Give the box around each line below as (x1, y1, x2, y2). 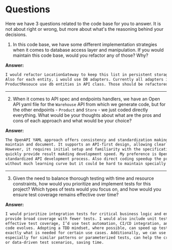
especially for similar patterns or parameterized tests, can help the (5, 235, 161, 240)
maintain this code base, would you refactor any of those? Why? (12, 52, 148, 58)
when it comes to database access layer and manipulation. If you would (12, 47, 164, 53)
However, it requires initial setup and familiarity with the (5, 147, 141, 152)
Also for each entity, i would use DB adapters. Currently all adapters (5, 77, 164, 82)
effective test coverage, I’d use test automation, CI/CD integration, (5, 221, 161, 226)
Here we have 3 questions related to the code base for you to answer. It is (5, 20, 161, 27)
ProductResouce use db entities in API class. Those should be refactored (5, 81, 168, 87)
